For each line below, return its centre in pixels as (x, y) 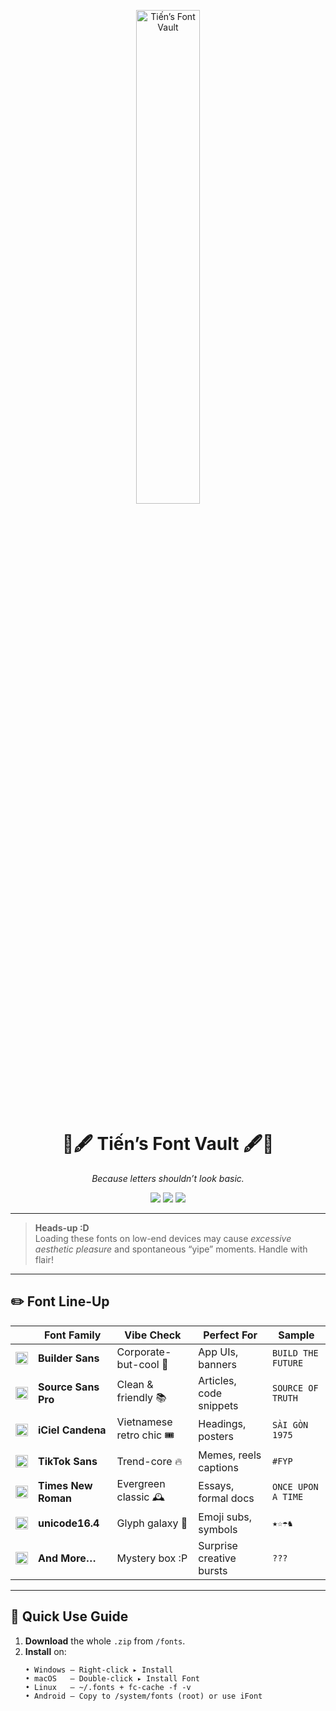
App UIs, (218, 1352)
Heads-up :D (62, 1227)
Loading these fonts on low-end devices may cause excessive (163, 1238)
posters (216, 1437)
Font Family (73, 1335)
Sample (296, 1335)
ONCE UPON (295, 1487)
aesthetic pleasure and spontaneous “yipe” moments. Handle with (171, 1249)
